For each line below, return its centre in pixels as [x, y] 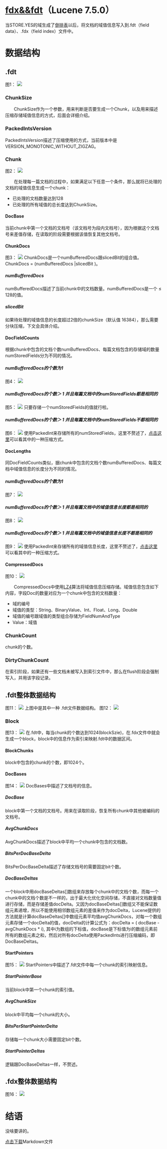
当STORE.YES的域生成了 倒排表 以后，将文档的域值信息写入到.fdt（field [77, 25]
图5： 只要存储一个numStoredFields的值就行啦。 [58, 407]
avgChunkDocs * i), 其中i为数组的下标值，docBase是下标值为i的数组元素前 [82, 929]
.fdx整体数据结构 [31, 1082]
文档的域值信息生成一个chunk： [38, 188]
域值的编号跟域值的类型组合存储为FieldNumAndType [66, 616]
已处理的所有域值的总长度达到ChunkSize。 [56, 204]
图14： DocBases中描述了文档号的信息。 [50, 785]
